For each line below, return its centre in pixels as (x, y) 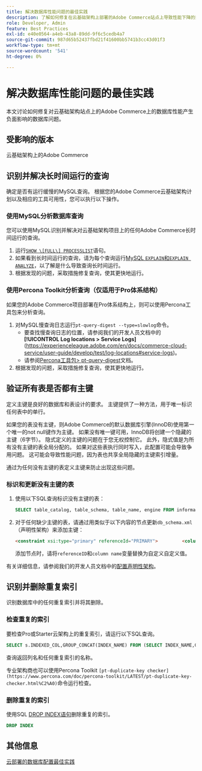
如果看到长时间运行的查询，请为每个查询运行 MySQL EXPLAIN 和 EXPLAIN (102, 258)
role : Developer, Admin (36, 23)
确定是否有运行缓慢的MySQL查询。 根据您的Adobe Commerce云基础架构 (96, 192)
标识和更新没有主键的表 (40, 484)
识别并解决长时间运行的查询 (58, 176)
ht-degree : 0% (24, 57)
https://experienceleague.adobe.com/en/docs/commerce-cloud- (107, 345)
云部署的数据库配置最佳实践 (41, 761)
